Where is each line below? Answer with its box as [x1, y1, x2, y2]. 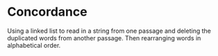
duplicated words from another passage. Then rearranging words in [7, 33, 201, 42]
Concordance [7, 4, 88, 20]
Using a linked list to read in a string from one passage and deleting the [7, 27, 212, 35]
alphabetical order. [7, 41, 61, 49]
